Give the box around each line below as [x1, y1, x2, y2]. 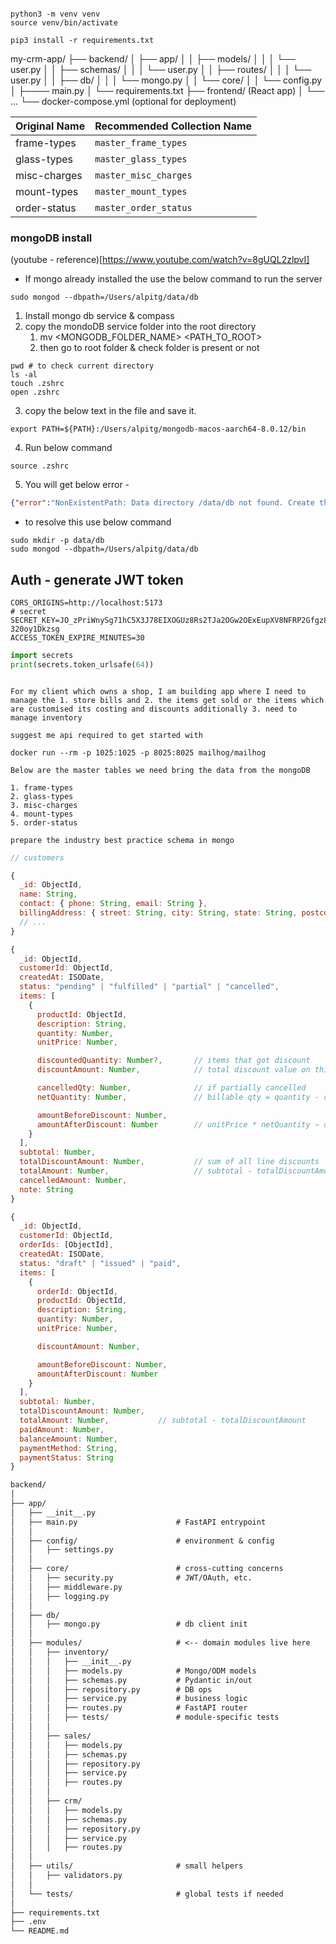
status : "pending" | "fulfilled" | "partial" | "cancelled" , [19, 982, 280, 992]
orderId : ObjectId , [36, 1286, 118, 1296]
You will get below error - [24, 479, 130, 491]
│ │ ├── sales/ [10, 1731, 92, 1741]
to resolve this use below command [24, 516, 172, 528]
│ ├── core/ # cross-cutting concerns [10, 1564, 284, 1574]
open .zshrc [10, 387, 60, 398]
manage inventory [10, 712, 83, 723]
